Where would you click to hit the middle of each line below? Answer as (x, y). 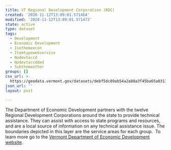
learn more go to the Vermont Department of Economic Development (78, 137)
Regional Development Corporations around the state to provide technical (82, 115)
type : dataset (20, 29)
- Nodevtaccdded (27, 62)
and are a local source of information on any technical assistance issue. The (85, 126)
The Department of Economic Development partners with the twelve (77, 110)
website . (14, 142)
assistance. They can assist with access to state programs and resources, (83, 120)
